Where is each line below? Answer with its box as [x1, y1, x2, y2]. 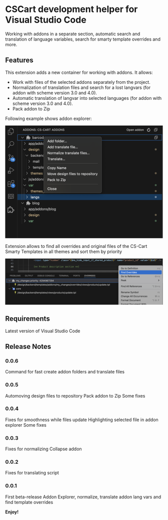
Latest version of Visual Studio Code [5, 328, 80, 334]
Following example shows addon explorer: [5, 115, 92, 121]
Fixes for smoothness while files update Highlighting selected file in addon [5, 417, 158, 423]
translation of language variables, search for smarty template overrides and [5, 36, 161, 42]
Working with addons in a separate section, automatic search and [5, 31, 140, 37]
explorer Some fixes [5, 422, 46, 428]
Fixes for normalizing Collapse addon [5, 446, 82, 452]
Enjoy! [5, 508, 19, 515]
